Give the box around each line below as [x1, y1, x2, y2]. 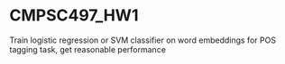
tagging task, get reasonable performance [9, 44, 167, 54]
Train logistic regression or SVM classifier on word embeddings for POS [9, 35, 277, 45]
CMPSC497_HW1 [9, 5, 139, 26]
